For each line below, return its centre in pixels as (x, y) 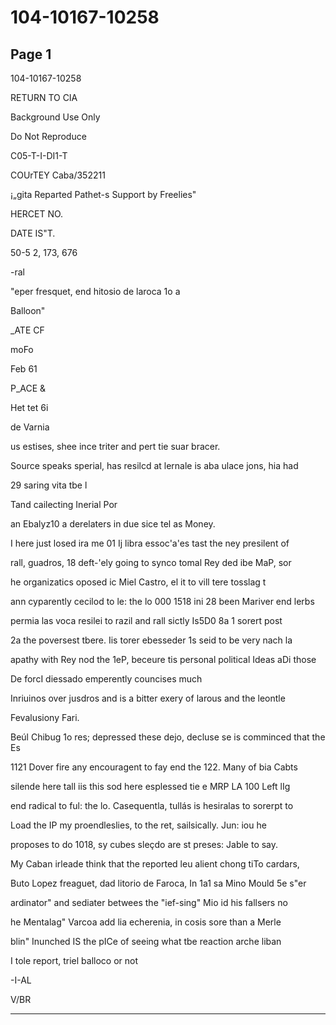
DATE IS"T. (33, 233)
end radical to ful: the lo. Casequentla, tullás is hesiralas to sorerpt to (152, 805)
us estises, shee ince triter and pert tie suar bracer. (115, 446)
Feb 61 (24, 369)
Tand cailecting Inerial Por (64, 504)
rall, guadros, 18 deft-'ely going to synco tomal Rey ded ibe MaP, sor (151, 562)
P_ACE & (28, 388)
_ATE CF (27, 330)
